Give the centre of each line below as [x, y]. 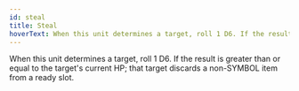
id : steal [28, 17]
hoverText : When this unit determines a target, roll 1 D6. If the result [151, 34]
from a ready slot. [42, 78]
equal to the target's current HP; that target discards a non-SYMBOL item [144, 68]
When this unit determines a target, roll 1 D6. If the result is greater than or [145, 59]
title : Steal [33, 26]
